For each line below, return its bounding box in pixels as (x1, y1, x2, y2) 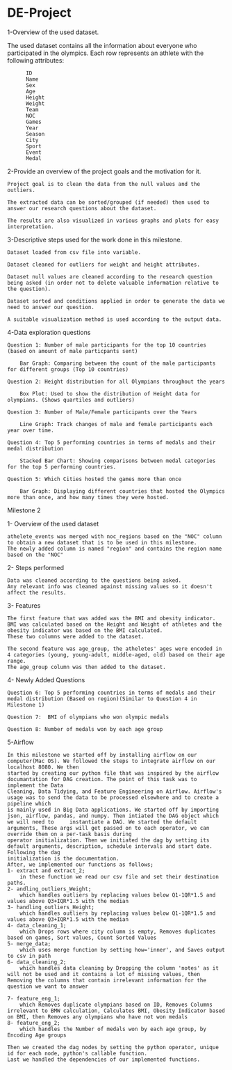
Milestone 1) (7, 701, 45, 708)
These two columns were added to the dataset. (7, 633, 144, 640)
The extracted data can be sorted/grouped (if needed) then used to (7, 198, 210, 206)
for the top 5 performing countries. (7, 463, 117, 471)
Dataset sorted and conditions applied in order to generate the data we (7, 297, 226, 304)
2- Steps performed (7, 563, 65, 572)
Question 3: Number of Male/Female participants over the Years (7, 409, 197, 416)
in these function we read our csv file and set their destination (19, 873, 219, 880)
